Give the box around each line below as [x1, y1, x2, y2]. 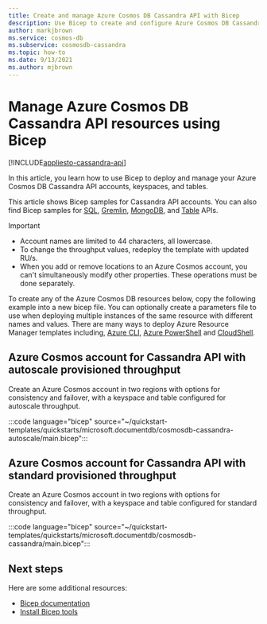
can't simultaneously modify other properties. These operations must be [19, 269, 257, 279]
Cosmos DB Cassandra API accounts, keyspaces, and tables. [8, 181, 209, 191]
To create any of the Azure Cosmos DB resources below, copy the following [8, 293, 256, 303]
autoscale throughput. [8, 401, 81, 410]
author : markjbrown [8, 26, 73, 34]
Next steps [8, 562, 64, 576]
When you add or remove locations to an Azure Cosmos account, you [19, 262, 248, 271]
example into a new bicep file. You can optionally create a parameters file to [8, 302, 257, 312]
